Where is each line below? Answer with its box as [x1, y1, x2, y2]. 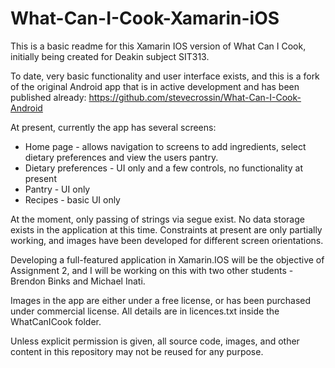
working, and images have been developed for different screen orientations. [10, 234, 324, 246]
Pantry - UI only [24, 183, 91, 195]
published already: [10, 91, 87, 103]
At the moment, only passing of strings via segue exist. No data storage [10, 213, 305, 225]
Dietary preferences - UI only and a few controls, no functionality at [24, 162, 304, 174]
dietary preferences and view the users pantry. [24, 151, 219, 163]
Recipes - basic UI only [24, 193, 121, 206]
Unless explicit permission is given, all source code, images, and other [10, 335, 300, 347]
